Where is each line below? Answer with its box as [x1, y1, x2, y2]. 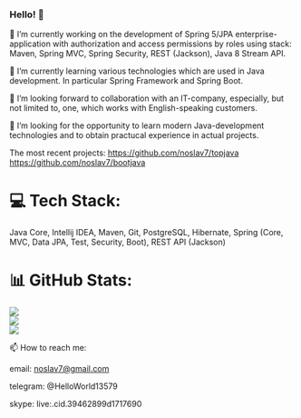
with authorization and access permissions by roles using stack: [53, 38, 292, 49]
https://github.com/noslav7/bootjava [9, 157, 146, 168]
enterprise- [235, 29, 278, 40]
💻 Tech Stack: [9, 191, 121, 212]
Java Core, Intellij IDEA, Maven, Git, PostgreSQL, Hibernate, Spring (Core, [9, 227, 284, 238]
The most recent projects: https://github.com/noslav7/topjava [9, 147, 239, 158]
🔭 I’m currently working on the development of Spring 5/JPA [9, 29, 234, 40]
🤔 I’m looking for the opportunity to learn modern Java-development [9, 120, 265, 131]
